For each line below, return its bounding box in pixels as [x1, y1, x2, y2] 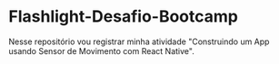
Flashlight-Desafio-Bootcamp [8, 6, 238, 27]
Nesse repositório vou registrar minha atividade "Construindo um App [8, 36, 270, 47]
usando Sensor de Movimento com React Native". [8, 45, 194, 56]
